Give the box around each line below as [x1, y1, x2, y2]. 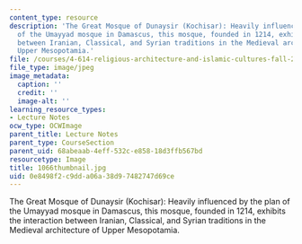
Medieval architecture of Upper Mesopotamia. [9, 225, 180, 236]
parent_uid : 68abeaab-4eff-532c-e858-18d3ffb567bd [9, 146, 203, 155]
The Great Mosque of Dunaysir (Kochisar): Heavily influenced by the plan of [9, 196, 290, 207]
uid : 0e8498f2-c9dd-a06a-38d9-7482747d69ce [9, 171, 175, 180]
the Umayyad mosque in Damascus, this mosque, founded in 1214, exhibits [9, 205, 286, 216]
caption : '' [17, 80, 63, 89]
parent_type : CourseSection [9, 138, 115, 147]
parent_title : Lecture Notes [9, 130, 119, 139]
